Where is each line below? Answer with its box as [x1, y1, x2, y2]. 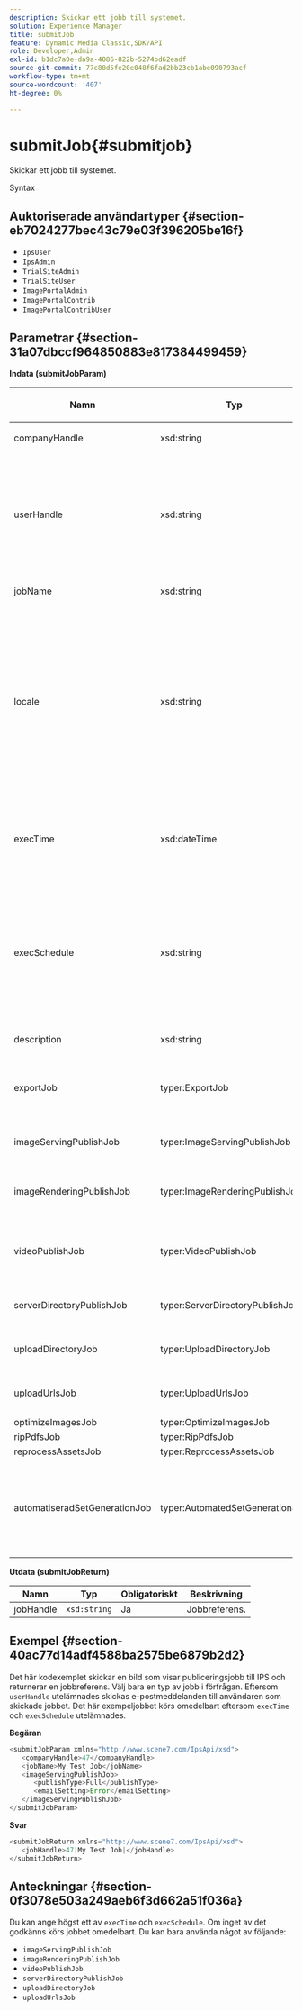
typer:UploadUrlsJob [160, 1387, 249, 1399]
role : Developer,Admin [9, 47, 94, 56]
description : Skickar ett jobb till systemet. [9, 13, 187, 23]
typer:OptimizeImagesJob [160, 1416, 270, 1429]
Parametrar [9, 330, 75, 345]
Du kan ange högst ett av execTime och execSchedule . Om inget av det [9, 1916, 267, 1928]
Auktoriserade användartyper [9, 208, 181, 223]
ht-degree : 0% [9, 88, 63, 97]
